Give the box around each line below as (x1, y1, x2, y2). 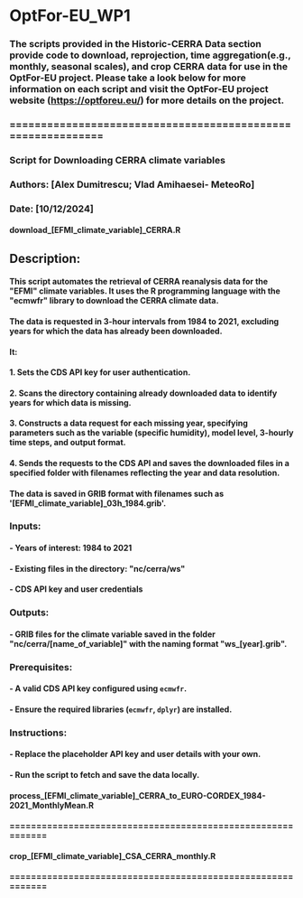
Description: (9, 250, 81, 267)
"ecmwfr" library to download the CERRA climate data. (9, 295, 219, 306)
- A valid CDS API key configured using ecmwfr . (9, 683, 188, 694)
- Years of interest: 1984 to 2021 (9, 543, 133, 554)
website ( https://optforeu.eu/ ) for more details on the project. (9, 94, 285, 107)
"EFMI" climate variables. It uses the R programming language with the (9, 285, 281, 296)
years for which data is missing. (9, 397, 133, 407)
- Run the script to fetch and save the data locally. (9, 769, 200, 780)
